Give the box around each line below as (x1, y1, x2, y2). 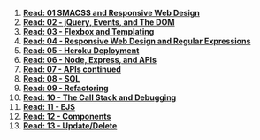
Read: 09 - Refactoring (22, 83, 109, 93)
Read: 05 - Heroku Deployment (22, 45, 140, 56)
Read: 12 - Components (22, 111, 111, 121)
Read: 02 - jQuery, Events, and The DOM (22, 17, 175, 27)
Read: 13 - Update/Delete (22, 121, 118, 131)
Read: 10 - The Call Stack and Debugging (22, 92, 177, 103)
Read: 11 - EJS (22, 102, 76, 112)
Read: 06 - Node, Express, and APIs (22, 55, 157, 65)
